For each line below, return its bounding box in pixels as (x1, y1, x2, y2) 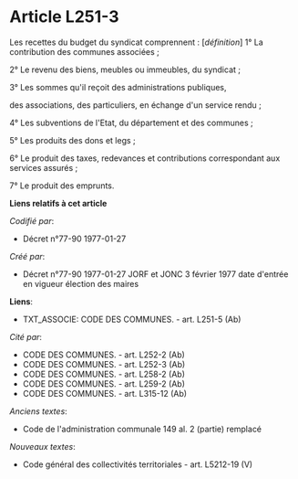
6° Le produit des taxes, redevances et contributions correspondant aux (9, 153, 281, 164)
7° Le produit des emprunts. (9, 180, 115, 191)
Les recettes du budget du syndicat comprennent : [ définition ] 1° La (9, 37, 264, 48)
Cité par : (9, 331, 43, 342)
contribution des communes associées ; (9, 46, 159, 57)
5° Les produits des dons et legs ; (9, 134, 137, 145)
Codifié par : (9, 215, 55, 226)
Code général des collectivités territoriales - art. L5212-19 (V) (22, 459, 253, 470)
